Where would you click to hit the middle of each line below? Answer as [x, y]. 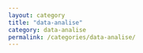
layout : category [37, 15]
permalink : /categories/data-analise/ [72, 37]
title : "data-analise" [45, 23]
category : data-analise [47, 30]
